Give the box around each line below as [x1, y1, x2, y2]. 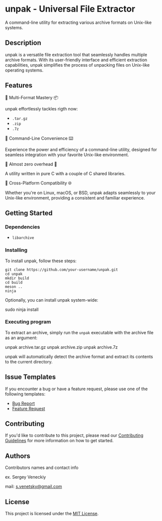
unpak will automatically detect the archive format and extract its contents [5, 354, 153, 359]
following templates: [5, 391, 46, 397]
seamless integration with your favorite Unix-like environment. [5, 152, 130, 158]
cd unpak [5, 271, 23, 276]
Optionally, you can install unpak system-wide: [5, 297, 98, 303]
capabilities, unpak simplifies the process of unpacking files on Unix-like [5, 62, 150, 68]
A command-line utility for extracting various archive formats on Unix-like [5, 19, 152, 25]
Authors [5, 451, 31, 460]
